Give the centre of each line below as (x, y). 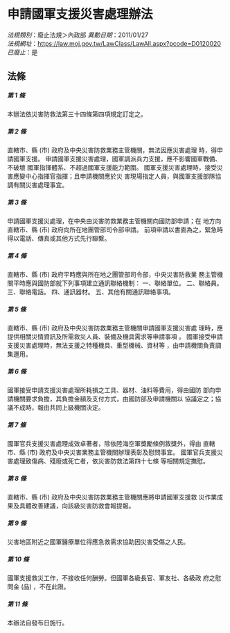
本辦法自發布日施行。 (37, 623)
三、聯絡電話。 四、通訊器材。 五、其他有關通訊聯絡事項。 (91, 292)
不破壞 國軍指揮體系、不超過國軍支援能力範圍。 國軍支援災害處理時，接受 (112, 168)
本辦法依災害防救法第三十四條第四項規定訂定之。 (77, 114)
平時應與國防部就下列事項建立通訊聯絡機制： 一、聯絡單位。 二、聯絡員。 (118, 283)
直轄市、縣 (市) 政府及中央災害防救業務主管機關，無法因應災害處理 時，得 (112, 150)
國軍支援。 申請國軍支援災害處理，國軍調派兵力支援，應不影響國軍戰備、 (117, 159)
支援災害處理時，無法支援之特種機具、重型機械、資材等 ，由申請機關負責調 (114, 346)
